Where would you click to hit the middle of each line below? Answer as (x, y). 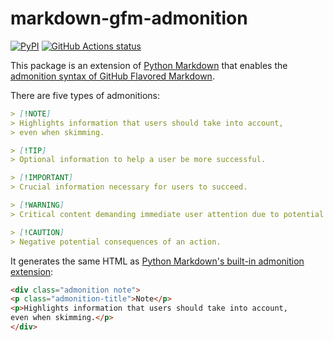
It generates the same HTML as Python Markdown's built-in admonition (157, 261)
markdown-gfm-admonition (129, 18)
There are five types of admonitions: (85, 95)
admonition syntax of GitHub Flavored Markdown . (112, 76)
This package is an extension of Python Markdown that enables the (149, 65)
